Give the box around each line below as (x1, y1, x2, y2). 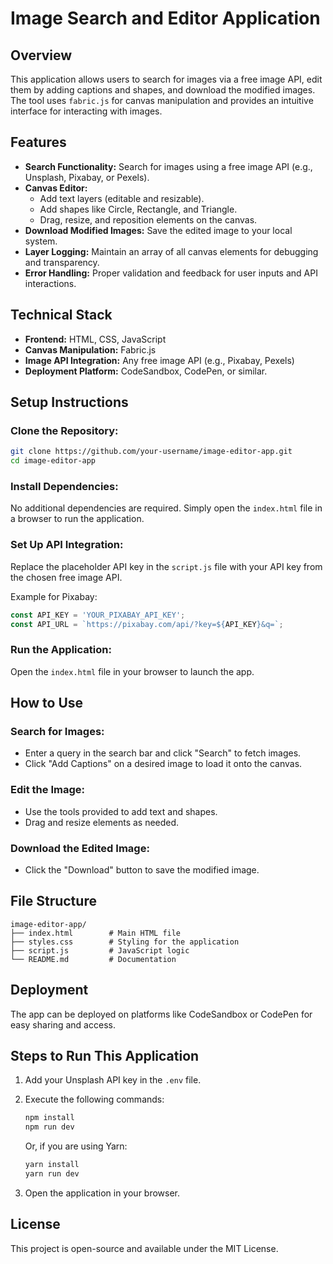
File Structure (10, 893, 97, 910)
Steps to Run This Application (10, 1048, 200, 1064)
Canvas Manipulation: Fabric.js (24, 343, 157, 356)
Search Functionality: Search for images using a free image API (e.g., (24, 160, 313, 172)
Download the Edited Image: (10, 841, 150, 855)
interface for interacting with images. (10, 105, 163, 117)
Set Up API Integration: (10, 538, 124, 552)
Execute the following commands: (24, 1093, 165, 1106)
